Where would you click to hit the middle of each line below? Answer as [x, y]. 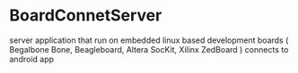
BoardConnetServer [86, 16]
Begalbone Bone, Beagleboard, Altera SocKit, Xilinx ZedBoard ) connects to [149, 49]
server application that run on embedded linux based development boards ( [149, 40]
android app [32, 59]
